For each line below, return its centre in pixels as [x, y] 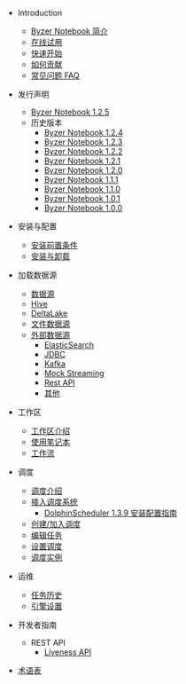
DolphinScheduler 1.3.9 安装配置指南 [111, 513]
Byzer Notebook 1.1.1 [81, 180]
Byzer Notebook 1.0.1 [82, 198]
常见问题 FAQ [55, 75]
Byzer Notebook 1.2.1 [82, 161]
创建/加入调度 [56, 524]
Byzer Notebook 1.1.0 [82, 189]
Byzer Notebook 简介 [70, 31]
